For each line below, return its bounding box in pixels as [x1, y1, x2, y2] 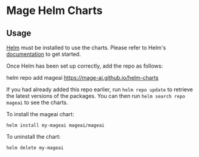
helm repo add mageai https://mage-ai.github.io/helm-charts [6, 74, 159, 81]
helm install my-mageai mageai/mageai [6, 122, 105, 128]
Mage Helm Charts [6, 4, 103, 18]
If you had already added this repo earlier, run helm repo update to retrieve [6, 86, 194, 93]
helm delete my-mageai [6, 145, 64, 151]
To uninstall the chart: [6, 133, 61, 140]
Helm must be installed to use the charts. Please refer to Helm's [6, 44, 166, 51]
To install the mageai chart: [6, 111, 74, 117]
